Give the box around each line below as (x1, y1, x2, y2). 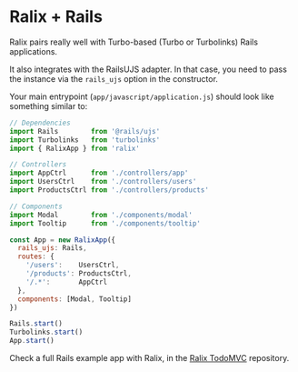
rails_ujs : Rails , (17, 244, 88, 253)
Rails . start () (9, 319, 64, 328)
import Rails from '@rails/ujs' (9, 126, 161, 136)
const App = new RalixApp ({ (9, 235, 116, 245)
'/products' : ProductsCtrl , (25, 269, 132, 278)
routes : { (17, 252, 55, 261)
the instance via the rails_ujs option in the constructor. (9, 73, 218, 84)
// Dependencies (9, 118, 71, 127)
